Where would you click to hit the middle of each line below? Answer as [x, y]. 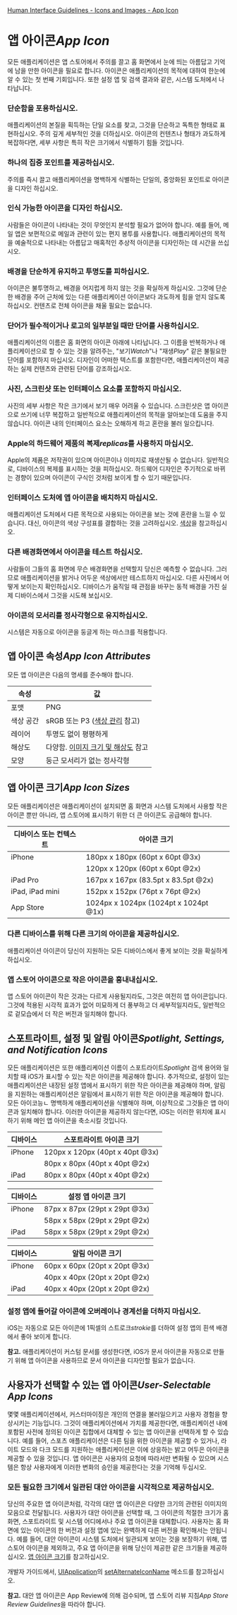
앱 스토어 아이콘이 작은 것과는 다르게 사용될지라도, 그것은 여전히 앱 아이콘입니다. [117, 996]
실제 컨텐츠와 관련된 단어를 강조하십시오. [76, 369]
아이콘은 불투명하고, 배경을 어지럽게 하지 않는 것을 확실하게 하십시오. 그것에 [111, 288]
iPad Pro [25, 880]
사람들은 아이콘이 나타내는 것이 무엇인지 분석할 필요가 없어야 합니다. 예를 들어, [115, 224]
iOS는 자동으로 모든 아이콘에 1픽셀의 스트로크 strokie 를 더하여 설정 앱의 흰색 [111, 1328]
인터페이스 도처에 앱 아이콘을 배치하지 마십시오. [83, 497]
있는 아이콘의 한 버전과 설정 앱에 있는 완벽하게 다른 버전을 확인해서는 [114, 1530]
